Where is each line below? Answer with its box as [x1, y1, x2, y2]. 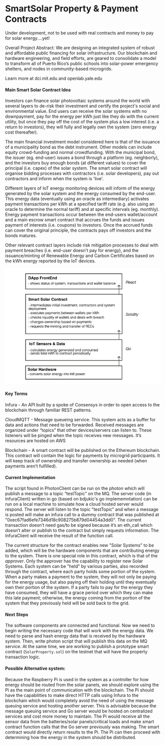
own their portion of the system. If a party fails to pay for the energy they [5, 585, 153, 591]
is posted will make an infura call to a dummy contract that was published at [5, 512, 159, 518]
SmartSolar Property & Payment [5, 3, 139, 14]
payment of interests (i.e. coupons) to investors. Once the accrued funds [5, 222, 153, 228]
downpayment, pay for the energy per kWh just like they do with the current [5, 113, 159, 119]
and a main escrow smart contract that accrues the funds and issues [5, 217, 145, 223]
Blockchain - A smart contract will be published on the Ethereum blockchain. [5, 447, 161, 453]
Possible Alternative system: [5, 665, 66, 671]
